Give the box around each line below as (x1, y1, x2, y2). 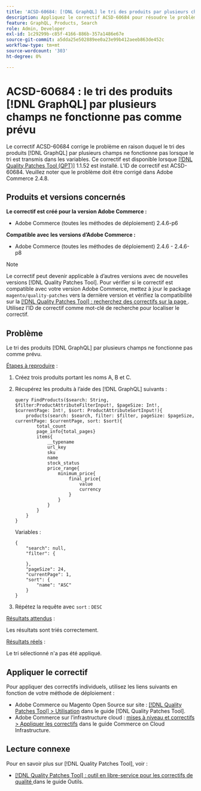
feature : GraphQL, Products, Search (6, 20, 98, 26)
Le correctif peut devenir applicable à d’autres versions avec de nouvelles (6, 273, 188, 280)
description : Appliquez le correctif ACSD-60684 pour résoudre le (6, 14, 175, 20)
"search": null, (26, 545, 66, 551)
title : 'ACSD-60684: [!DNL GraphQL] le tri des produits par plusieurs (6, 8, 188, 15)
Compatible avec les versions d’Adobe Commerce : (6, 231, 136, 238)
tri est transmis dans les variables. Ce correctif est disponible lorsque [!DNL (6, 156, 193, 163)
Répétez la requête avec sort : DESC (14, 603, 103, 610)
